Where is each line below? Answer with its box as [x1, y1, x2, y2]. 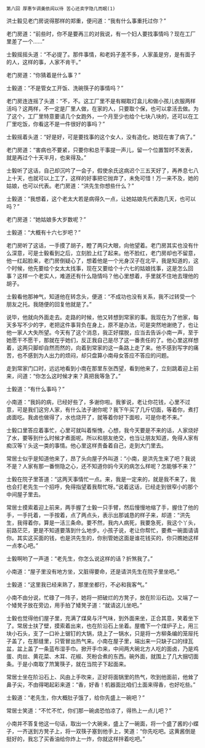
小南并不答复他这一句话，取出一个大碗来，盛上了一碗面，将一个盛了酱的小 [6, 720, 193, 727]
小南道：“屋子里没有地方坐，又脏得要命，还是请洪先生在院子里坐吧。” [6, 568, 180, 575]
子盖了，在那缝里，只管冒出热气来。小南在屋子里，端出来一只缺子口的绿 [6, 637, 188, 645]
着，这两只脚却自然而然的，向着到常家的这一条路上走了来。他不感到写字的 [6, 344, 193, 351]
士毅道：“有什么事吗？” [6, 386, 65, 392]
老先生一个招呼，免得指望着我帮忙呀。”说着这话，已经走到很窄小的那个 [22, 483, 199, 490]
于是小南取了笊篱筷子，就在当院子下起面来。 [16, 661, 129, 667]
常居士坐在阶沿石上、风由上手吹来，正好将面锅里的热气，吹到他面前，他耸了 [6, 673, 199, 680]
